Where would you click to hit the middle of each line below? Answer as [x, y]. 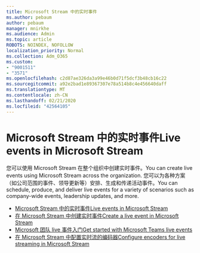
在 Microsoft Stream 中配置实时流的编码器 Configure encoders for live [100, 237]
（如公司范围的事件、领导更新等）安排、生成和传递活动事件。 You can [92, 183]
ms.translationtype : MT [36, 90]
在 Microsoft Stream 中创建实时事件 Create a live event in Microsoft [97, 216]
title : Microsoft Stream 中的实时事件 [52, 12]
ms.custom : [20, 62]
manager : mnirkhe [28, 28]
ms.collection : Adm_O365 [37, 56]
